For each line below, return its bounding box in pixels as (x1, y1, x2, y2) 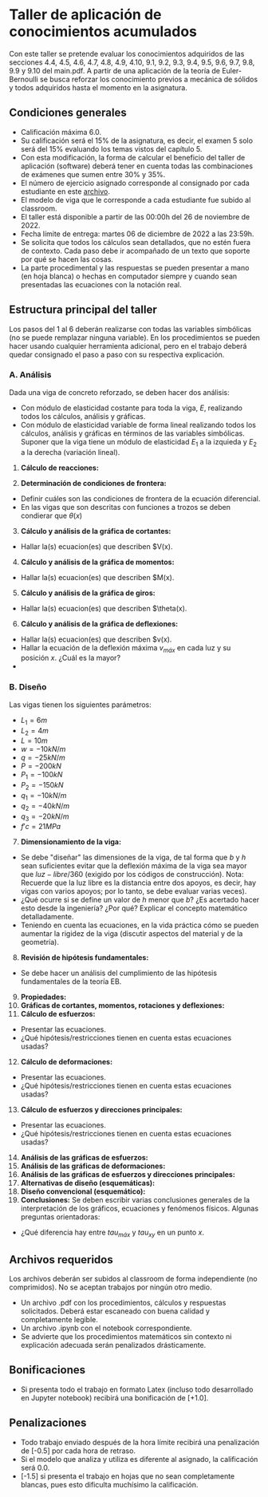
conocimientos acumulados (9, 22, 198, 41)
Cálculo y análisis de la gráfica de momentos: (20, 557, 175, 567)
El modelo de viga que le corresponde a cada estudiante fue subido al (20, 195, 251, 204)
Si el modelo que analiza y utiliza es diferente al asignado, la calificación (20, 1454, 258, 1463)
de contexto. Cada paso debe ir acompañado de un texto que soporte (20, 246, 250, 255)
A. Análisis (9, 369, 52, 381)
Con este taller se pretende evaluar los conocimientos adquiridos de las (9, 49, 245, 58)
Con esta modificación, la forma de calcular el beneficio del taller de (20, 152, 246, 162)
